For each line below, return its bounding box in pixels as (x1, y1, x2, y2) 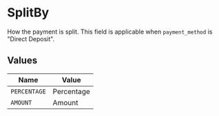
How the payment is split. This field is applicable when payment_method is (7, 27, 213, 36)
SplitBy (7, 5, 50, 21)
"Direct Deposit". (7, 34, 55, 43)
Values (7, 55, 38, 67)
